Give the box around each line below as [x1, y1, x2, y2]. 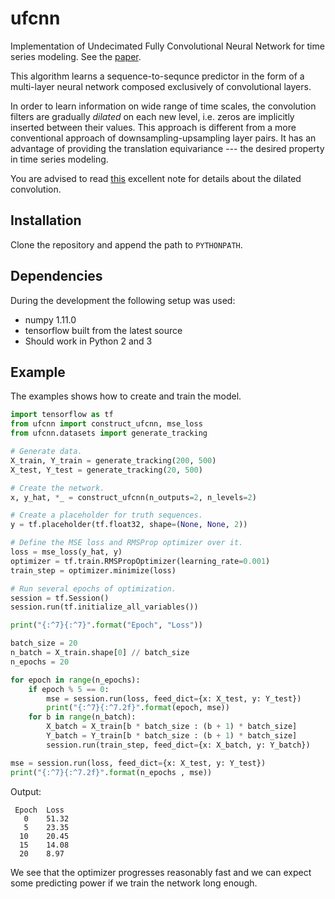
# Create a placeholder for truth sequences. [10, 510, 203, 521]
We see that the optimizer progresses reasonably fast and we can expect [10, 866, 312, 878]
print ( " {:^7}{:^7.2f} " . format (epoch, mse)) [46, 703, 230, 713]
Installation [10, 212, 82, 229]
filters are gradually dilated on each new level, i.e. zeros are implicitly [10, 110, 295, 122]
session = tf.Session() [10, 593, 110, 603]
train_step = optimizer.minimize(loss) [10, 565, 177, 576]
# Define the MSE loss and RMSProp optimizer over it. [10, 538, 244, 548]
